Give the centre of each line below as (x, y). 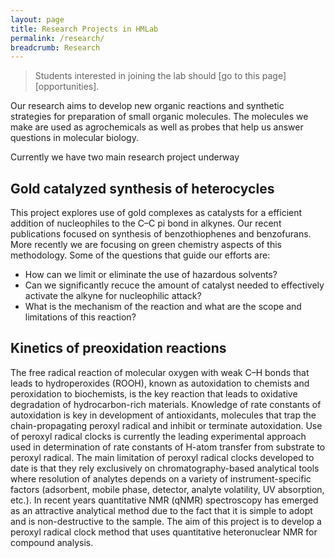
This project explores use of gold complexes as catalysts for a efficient (156, 213)
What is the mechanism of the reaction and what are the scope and (163, 307)
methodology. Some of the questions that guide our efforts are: (140, 255)
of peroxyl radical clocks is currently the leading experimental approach (158, 436)
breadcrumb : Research (55, 47)
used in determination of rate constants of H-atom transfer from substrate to (168, 447)
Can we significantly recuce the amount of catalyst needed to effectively (174, 285)
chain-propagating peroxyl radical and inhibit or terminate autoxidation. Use (166, 425)
